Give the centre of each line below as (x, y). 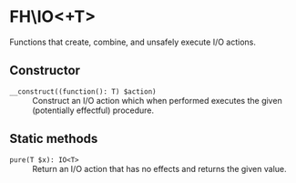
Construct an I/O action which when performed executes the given (157, 100)
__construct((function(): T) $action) (83, 91)
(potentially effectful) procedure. (93, 110)
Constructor (45, 71)
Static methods (54, 139)
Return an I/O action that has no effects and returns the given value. (159, 168)
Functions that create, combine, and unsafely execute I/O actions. (133, 42)
